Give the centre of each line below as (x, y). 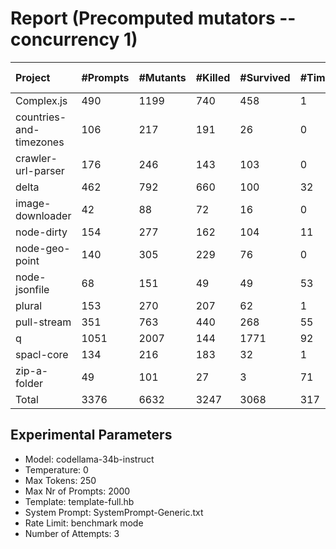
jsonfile (32, 289)
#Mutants (162, 77)
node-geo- (43, 248)
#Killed (213, 77)
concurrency (65, 39)
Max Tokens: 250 (60, 480)
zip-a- (32, 370)
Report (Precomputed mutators (143, 18)
